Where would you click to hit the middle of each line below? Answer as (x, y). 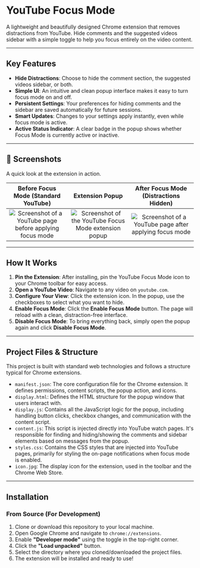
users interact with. (38, 403)
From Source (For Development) (54, 514)
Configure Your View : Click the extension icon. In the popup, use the (99, 296)
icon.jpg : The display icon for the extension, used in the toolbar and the (103, 466)
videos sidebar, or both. (44, 84)
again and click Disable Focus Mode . (60, 328)
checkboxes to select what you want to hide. (70, 302)
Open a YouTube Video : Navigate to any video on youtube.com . (92, 290)
